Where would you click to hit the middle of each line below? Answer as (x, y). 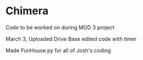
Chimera (27, 11)
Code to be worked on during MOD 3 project (60, 27)
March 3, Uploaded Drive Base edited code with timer (71, 39)
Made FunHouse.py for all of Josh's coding (58, 50)
